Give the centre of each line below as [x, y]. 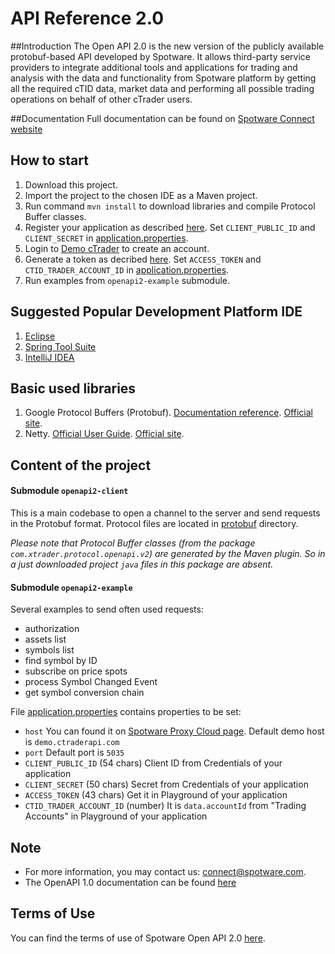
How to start [49, 160]
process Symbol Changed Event [91, 682]
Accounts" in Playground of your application [116, 816]
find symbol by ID [61, 661]
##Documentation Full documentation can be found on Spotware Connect [162, 118]
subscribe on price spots [76, 671]
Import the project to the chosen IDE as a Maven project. [141, 195]
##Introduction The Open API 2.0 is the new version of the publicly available [167, 46]
